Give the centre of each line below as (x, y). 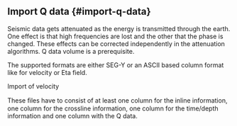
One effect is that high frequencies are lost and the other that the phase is (115, 36)
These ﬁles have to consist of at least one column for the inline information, (117, 100)
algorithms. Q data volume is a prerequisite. (71, 51)
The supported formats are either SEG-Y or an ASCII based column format (116, 65)
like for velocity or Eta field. (47, 72)
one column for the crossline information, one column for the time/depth (113, 108)
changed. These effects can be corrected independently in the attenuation (116, 44)
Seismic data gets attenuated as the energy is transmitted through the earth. (119, 28)
